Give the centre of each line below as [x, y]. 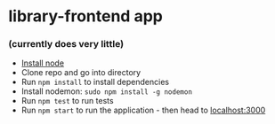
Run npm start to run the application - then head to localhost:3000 [143, 110]
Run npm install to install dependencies [95, 82]
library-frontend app [86, 16]
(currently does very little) [66, 44]
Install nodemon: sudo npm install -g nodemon [107, 91]
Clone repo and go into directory [81, 73]
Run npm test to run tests [67, 101]
